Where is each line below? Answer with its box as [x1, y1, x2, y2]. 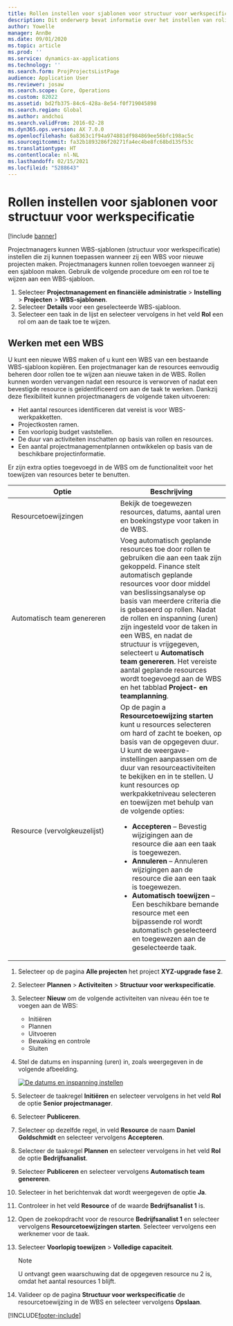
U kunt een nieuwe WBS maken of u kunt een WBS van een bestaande [8, 355, 209, 364]
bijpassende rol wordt [131, 917, 203, 926]
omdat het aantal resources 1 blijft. [17, 1277, 116, 1286]
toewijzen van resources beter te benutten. [8, 471, 131, 479]
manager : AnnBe [8, 29, 52, 37]
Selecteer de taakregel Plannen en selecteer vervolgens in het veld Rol [17, 1147, 221, 1155]
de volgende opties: [120, 806, 185, 816]
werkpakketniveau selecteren [120, 789, 216, 799]
